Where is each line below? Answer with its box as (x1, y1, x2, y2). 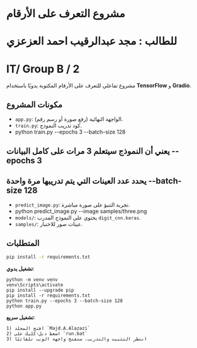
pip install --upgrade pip (6, 288, 74, 294)
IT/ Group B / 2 (6, 62, 80, 76)
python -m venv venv (6, 277, 59, 283)
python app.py (6, 303, 42, 309)
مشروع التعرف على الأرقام (6, 7, 126, 21)
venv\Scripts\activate (6, 282, 63, 288)
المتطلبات (6, 238, 40, 248)
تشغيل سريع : (6, 314, 36, 321)
